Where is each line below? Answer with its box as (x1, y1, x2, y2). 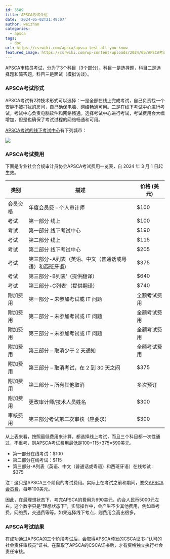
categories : (5, 26, 30, 32)
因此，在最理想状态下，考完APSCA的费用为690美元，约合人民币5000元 (5, 496, 155, 503)
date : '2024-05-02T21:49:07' (5, 17, 67, 22)
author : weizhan (5, 21, 39, 27)
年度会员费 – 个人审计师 (28, 204, 85, 211)
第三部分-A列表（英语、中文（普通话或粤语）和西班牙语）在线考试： (12, 463, 155, 470)
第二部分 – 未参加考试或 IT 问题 (28, 313, 102, 320)
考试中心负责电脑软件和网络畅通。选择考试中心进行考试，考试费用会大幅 (14, 110, 165, 116)
